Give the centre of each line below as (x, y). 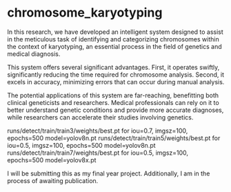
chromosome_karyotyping (85, 13)
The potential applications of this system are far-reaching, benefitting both (113, 95)
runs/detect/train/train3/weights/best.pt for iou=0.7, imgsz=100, (98, 131)
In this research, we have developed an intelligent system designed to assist (115, 32)
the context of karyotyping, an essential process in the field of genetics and (114, 46)
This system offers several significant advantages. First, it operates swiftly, (113, 67)
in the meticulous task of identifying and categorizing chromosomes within (113, 39)
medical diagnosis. (34, 54)
